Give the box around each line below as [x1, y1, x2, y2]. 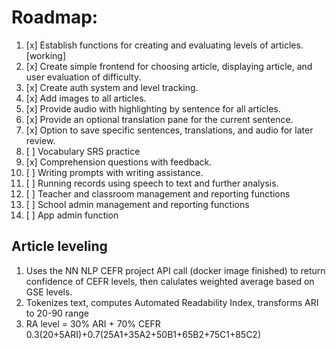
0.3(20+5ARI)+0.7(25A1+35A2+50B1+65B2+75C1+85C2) [25, 328, 262, 340]
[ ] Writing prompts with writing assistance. [25, 166, 204, 178]
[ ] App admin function [25, 209, 119, 221]
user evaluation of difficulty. [25, 71, 142, 83]
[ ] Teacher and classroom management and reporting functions [25, 187, 291, 200]
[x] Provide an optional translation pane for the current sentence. [25, 113, 294, 125]
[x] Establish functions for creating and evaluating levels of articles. [25, 39, 304, 51]
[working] [25, 49, 67, 61]
